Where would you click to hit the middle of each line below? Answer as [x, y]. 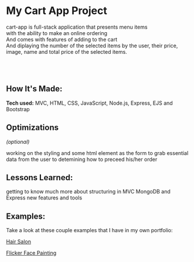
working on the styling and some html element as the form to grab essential [97, 153]
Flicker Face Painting [31, 253]
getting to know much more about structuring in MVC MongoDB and [89, 192]
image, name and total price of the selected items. [67, 51]
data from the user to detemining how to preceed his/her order [82, 159]
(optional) [18, 142]
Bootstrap [18, 109]
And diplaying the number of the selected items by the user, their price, [92, 46]
